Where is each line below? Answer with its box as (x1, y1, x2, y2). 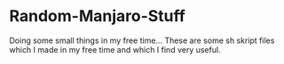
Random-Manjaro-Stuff (9, 6, 186, 26)
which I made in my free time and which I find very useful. (9, 44, 221, 54)
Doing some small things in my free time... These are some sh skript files (9, 35, 275, 46)
